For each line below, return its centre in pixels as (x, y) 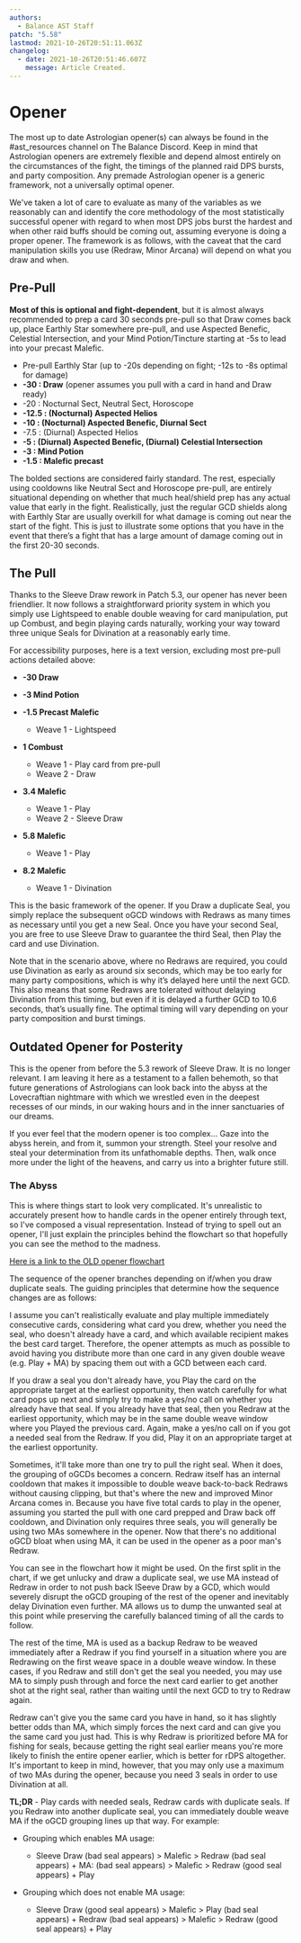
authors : (26, 18)
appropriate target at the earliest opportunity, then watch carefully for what (148, 1389)
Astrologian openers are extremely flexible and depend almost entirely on (145, 156)
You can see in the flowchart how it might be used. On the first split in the (145, 1568)
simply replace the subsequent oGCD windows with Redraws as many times (150, 915)
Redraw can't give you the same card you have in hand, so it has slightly (143, 1717)
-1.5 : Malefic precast (63, 460)
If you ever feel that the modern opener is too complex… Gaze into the (139, 1134)
